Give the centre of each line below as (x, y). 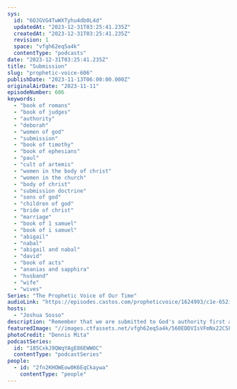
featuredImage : (30, 328)
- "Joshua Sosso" (39, 315)
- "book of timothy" (44, 145)
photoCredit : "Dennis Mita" (49, 335)
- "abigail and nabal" (47, 250)
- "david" (28, 257)
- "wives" (28, 289)
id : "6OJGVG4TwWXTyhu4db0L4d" (58, 20)
